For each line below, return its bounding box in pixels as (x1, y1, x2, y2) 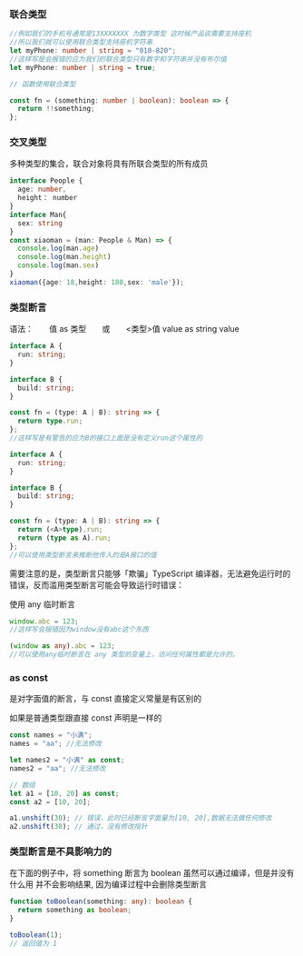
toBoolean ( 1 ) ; (9, 931, 64, 940)
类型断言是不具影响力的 (9, 845, 112, 858)
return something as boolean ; (17, 906, 132, 915)
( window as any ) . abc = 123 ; (9, 642, 116, 651)
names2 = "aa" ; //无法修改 (9, 763, 106, 773)
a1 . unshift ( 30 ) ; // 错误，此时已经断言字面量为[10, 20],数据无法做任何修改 (9, 813, 272, 823)
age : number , (17, 184, 67, 194)
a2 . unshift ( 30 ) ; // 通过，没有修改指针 (9, 822, 148, 832)
